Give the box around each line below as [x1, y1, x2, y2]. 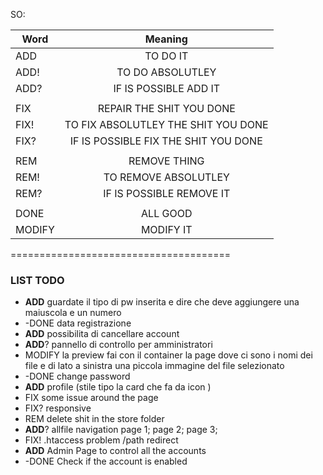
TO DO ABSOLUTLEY [116, 65, 217, 79]
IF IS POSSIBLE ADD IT [113, 82, 221, 95]
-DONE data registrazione [24, 317, 132, 329]
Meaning [144, 32, 188, 46]
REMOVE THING [128, 154, 205, 168]
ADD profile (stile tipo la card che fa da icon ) [24, 381, 212, 393]
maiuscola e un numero [24, 307, 122, 319]
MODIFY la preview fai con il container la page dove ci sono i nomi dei [24, 349, 313, 361]
